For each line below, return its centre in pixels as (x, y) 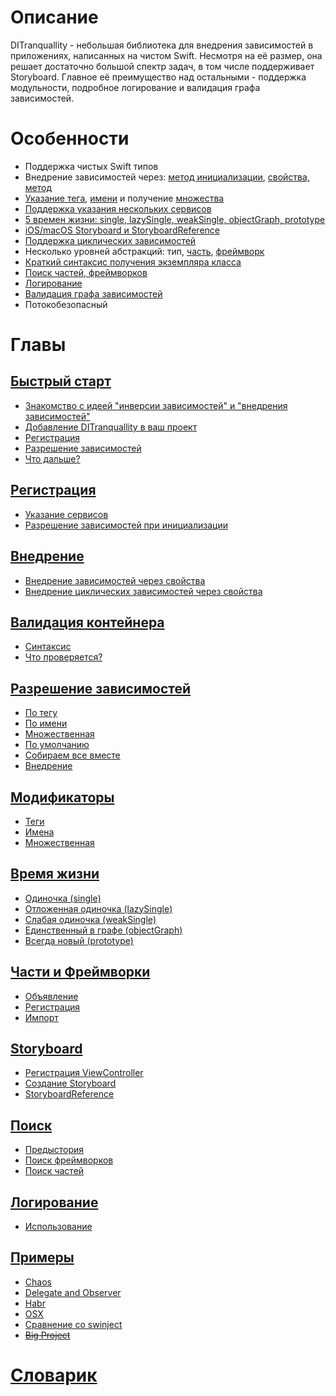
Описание (54, 17)
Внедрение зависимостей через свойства (115, 580)
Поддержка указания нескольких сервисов (118, 208)
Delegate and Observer (73, 1292)
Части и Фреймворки (80, 972)
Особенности (70, 138)
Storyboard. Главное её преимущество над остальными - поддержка (158, 77)
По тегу (41, 713)
